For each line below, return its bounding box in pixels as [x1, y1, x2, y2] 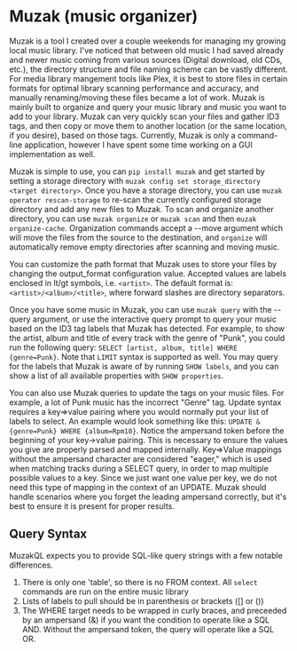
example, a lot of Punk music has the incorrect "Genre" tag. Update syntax [9, 397, 282, 408]
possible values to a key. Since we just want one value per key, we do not [9, 472, 277, 483]
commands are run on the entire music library [21, 586, 189, 597]
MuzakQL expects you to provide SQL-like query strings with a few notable [9, 550, 284, 560]
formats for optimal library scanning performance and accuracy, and [9, 83, 260, 93]
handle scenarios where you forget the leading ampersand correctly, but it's [9, 491, 287, 502]
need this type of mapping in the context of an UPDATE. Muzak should [9, 481, 267, 492]
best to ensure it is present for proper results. [9, 500, 176, 512]
